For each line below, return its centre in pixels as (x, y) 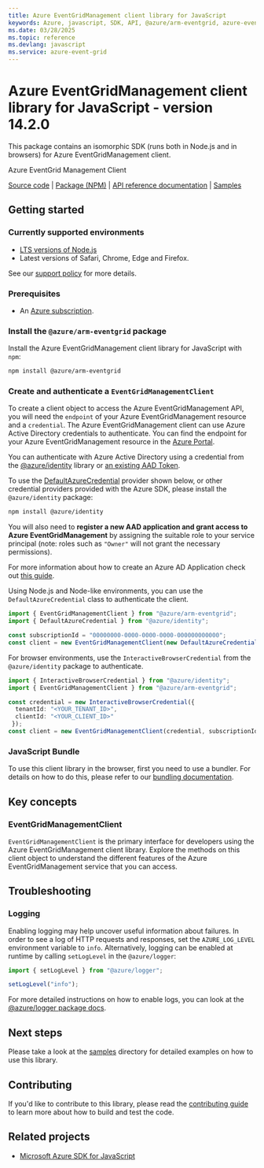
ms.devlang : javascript (47, 45)
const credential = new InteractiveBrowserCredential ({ (101, 702)
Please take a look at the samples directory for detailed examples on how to (131, 1051)
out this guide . (31, 576)
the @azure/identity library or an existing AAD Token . (94, 465)
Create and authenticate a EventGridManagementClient (111, 391)
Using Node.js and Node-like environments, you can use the (106, 591)
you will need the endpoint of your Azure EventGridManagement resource (127, 417)
